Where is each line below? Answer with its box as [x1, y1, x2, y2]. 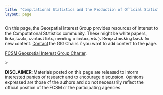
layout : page [5, 12, 32, 17]
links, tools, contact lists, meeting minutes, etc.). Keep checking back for [5, 35, 150, 41]
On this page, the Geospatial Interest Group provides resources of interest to [5, 25, 158, 31]
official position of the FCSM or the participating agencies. [5, 84, 122, 90]
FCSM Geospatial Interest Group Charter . [5, 50, 87, 56]
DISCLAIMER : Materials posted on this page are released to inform [5, 69, 139, 75]
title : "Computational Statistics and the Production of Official [5, 7, 142, 12]
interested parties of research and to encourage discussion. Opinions [5, 74, 144, 80]
